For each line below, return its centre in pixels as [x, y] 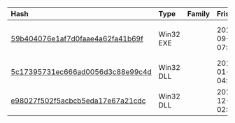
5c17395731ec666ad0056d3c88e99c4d [81, 72]
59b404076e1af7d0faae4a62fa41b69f [77, 39]
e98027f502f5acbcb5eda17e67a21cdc [78, 101]
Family [199, 14]
